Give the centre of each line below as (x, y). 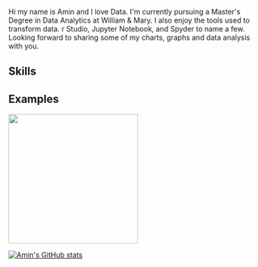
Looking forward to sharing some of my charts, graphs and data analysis (129, 37)
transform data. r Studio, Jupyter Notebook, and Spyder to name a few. (127, 29)
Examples (34, 99)
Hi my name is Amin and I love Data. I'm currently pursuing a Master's (125, 12)
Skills (22, 72)
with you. (23, 46)
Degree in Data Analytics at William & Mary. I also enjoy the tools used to (129, 20)
